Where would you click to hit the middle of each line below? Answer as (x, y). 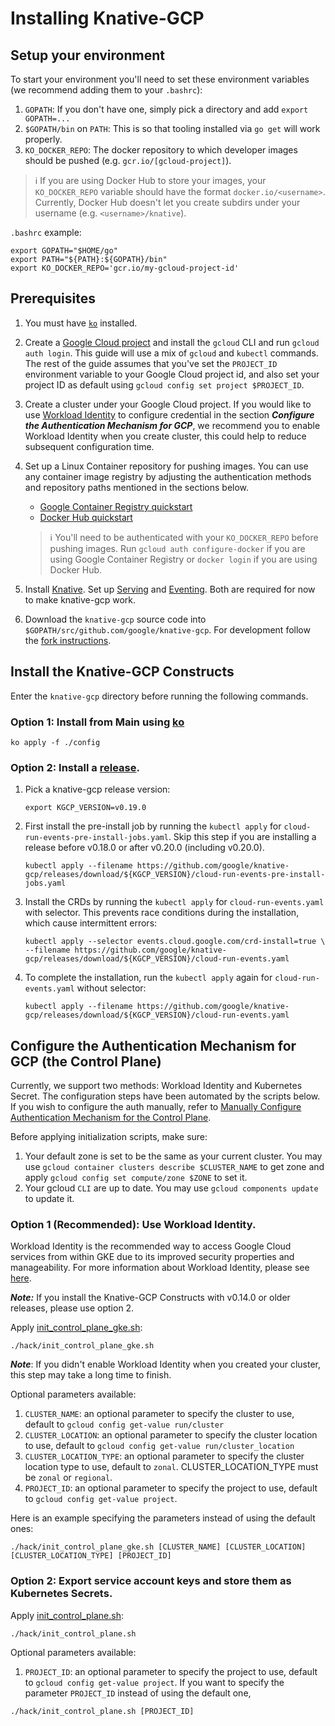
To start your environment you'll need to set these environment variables (160, 79)
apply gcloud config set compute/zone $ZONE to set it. (136, 1178)
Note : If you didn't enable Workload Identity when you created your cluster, (165, 1364)
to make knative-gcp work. (80, 599)
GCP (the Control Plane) (86, 1061)
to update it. (49, 1199)
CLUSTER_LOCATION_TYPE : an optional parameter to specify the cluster (164, 1456)
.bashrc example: (46, 232)
